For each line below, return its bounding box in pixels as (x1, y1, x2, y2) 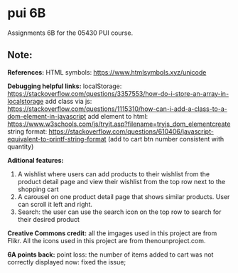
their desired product (17, 215, 80, 223)
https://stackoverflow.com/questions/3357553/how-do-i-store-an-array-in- (7, 89, 229, 97)
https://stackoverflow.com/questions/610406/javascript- (48, 127, 215, 136)
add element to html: (87, 112, 148, 120)
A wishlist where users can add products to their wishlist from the (17, 169, 210, 178)
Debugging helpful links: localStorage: (7, 82, 122, 90)
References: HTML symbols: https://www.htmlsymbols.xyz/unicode (7, 68, 207, 76)
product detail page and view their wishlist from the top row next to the (17, 177, 226, 186)
